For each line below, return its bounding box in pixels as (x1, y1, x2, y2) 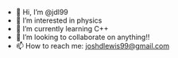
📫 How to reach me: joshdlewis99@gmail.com (15, 42, 169, 50)
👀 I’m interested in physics (15, 16, 103, 25)
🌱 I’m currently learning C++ (15, 24, 109, 33)
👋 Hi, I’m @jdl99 (15, 8, 69, 16)
